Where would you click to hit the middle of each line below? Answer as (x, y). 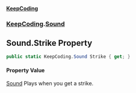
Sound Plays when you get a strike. (50, 83)
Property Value (26, 70)
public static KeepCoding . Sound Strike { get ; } (68, 57)
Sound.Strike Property (49, 43)
